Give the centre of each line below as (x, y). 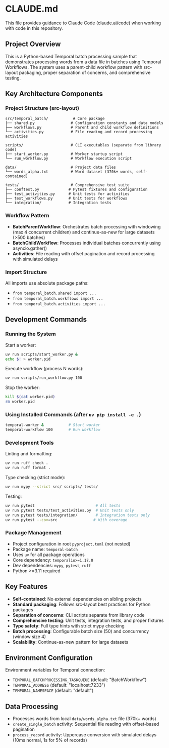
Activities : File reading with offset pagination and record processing (83, 253)
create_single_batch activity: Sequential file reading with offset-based (86, 724)
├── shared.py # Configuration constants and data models (84, 123)
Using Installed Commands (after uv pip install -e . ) (73, 415)
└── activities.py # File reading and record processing (79, 132)
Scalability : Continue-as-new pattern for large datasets (70, 642)
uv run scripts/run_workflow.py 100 (44, 378)
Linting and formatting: (29, 454)
